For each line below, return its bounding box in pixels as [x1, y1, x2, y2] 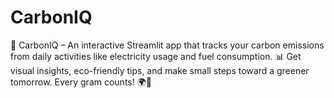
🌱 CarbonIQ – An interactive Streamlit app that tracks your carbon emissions [10, 39, 325, 51]
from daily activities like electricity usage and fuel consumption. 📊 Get [10, 50, 302, 62]
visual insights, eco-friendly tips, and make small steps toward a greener [10, 64, 310, 76]
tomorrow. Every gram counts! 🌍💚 [10, 76, 152, 88]
